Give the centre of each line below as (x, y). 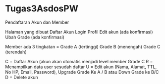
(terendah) (16, 52)
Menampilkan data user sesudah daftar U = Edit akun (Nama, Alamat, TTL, (81, 67)
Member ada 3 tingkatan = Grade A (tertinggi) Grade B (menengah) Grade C (83, 46)
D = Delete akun (22, 77)
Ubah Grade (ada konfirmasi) (35, 37)
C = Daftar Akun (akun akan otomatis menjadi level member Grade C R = (79, 61)
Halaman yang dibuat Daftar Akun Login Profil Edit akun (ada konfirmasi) (79, 32)
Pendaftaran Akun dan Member (37, 22)
